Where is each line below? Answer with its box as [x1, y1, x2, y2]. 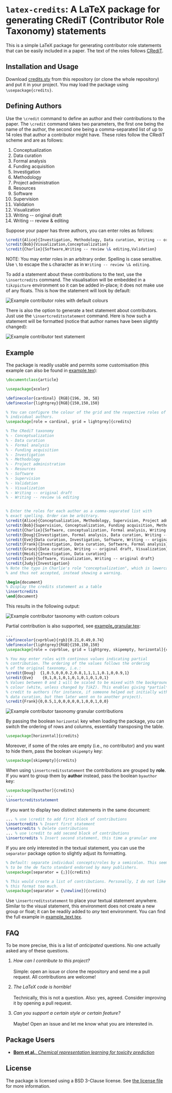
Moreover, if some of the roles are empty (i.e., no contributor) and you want [6, 742, 165, 749]
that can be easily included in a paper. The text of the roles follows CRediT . [6, 48, 164, 54]
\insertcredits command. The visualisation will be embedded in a [6, 277, 146, 283]
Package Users [6, 1036, 55, 1044]
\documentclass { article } [6, 377, 59, 382]
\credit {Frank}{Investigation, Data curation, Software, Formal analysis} [6, 542, 168, 547]
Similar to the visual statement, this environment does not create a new [6, 903, 155, 909]
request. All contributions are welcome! [13, 974, 96, 980]
